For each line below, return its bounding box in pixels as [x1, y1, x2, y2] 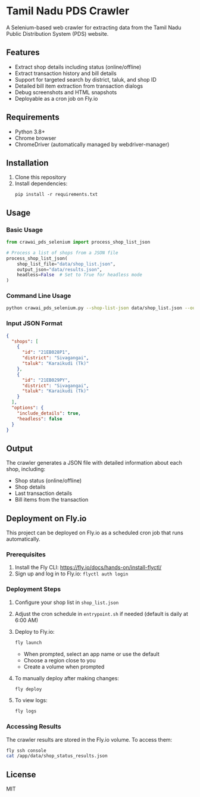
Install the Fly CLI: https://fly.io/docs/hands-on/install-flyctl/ [14, 564, 162, 571]
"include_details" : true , [17, 410, 82, 416]
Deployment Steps [6, 585, 61, 593]
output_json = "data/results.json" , [17, 266, 102, 272]
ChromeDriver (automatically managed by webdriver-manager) [14, 141, 170, 148]
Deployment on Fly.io [6, 513, 87, 524]
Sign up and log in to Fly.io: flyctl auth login [14, 570, 129, 577]
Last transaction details [14, 490, 73, 497]
